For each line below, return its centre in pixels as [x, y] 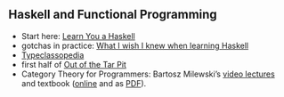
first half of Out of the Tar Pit [73, 64]
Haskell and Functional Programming [113, 15]
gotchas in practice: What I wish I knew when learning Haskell [135, 45]
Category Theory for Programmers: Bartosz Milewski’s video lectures [148, 74]
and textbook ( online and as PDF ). [84, 83]
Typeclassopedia [53, 55]
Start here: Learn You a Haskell [78, 36]
